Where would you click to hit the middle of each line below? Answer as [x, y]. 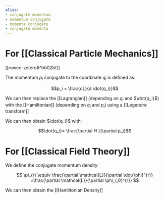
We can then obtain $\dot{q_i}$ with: [44, 121]
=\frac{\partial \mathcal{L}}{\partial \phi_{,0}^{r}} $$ [85, 180]
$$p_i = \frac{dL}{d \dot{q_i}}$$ [85, 88]
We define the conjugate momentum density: [52, 165]
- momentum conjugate [28, 19]
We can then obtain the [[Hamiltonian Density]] [54, 190]
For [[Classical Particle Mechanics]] [82, 54]
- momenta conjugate [27, 24]
